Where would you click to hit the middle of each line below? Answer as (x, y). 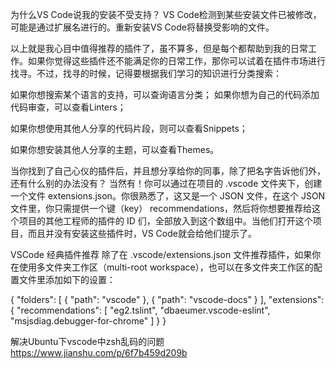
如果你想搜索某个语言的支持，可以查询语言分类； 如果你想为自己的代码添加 (165, 94)
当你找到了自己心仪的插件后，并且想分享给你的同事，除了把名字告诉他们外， (168, 171)
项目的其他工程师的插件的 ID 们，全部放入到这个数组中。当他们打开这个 (165, 221)
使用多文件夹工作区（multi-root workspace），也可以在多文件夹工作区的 (166, 267)
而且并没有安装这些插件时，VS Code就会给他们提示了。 (142, 233)
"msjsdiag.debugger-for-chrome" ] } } (88, 321)
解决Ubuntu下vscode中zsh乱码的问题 (87, 341)
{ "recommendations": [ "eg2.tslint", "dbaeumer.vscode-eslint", (140, 310)
